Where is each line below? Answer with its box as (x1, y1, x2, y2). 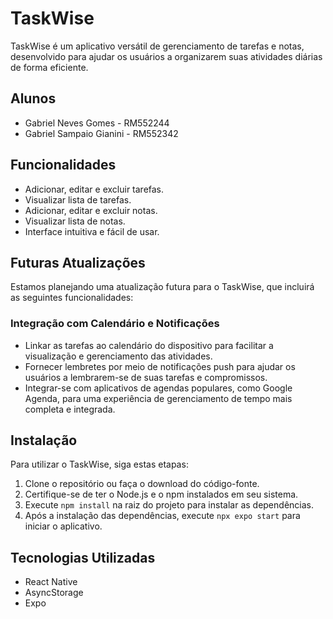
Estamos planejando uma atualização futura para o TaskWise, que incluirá (10, 281, 315, 293)
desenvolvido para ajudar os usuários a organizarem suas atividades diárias (10, 50, 323, 62)
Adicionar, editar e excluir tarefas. (24, 183, 165, 195)
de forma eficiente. (10, 61, 89, 73)
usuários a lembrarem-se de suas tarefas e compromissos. (24, 371, 268, 383)
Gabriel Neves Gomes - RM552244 (24, 117, 170, 129)
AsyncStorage (24, 587, 84, 599)
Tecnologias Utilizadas (10, 549, 156, 566)
